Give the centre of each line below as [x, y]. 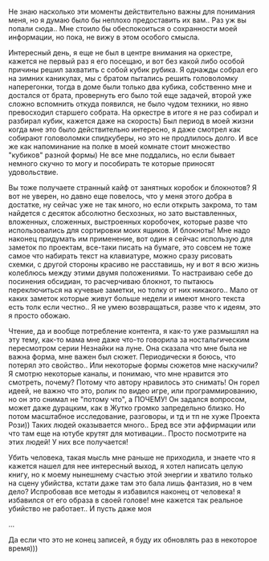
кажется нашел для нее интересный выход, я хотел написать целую [126, 466]
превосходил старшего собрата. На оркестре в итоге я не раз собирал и [134, 112]
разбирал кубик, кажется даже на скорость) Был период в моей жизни [131, 121]
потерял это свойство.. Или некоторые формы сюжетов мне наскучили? [133, 365]
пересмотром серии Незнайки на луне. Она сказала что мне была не [128, 348]
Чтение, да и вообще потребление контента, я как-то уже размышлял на [134, 331]
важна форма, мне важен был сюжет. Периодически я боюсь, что [122, 357]
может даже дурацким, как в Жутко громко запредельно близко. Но [126, 408]
